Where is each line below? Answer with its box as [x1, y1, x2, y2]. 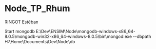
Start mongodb [4, 28, 35, 34]
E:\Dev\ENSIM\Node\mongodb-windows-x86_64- [36, 28, 136, 34]
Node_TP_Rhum [4, 3, 70, 14]
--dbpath [133, 33, 152, 39]
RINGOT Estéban [4, 19, 39, 25]
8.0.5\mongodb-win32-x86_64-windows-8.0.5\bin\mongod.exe [4, 33, 132, 39]
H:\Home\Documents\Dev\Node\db [4, 38, 75, 44]
